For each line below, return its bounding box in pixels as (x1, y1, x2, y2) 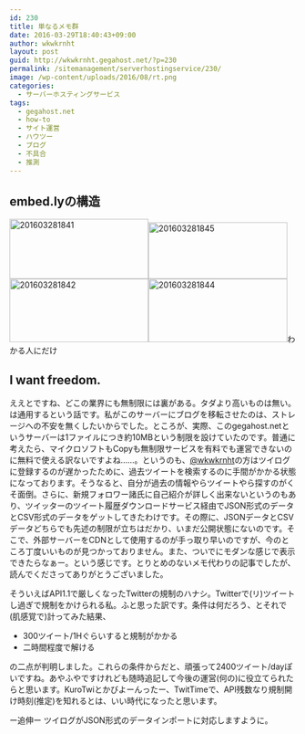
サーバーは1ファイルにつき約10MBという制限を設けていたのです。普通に (25, 432, 296, 443)
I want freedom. (9, 372, 102, 388)
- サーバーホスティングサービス (17, 89, 121, 99)
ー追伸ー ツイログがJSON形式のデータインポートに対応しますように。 (9, 715, 273, 726)
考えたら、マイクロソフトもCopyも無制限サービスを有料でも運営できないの (9, 444, 293, 455)
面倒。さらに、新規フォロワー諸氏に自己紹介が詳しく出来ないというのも (16, 489, 289, 500)
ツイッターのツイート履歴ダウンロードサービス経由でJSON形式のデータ (25, 500, 294, 511)
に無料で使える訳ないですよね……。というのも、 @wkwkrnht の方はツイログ (9, 455, 291, 466)
